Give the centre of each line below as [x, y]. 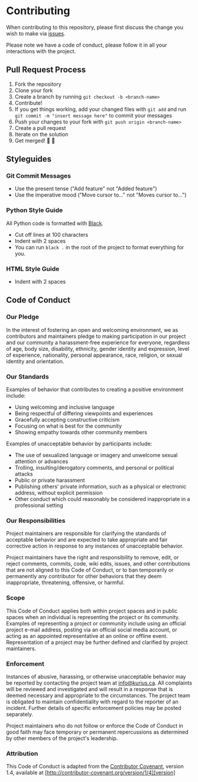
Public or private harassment [50, 480]
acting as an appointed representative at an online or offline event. [87, 636]
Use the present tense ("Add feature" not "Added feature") [86, 189]
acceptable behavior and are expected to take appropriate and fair [87, 540]
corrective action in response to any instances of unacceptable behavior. [95, 546]
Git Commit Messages [38, 176]
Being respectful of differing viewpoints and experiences [84, 413]
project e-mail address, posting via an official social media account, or [92, 630]
